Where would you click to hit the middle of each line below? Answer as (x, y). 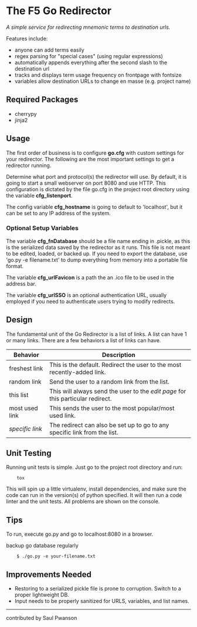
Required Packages (42, 100)
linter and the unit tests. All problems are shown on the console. (83, 502)
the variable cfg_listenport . (39, 195)
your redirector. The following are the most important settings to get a (90, 159)
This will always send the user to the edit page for (118, 391)
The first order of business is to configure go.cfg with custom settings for (95, 153)
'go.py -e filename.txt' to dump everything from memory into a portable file (97, 259)
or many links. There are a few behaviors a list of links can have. (84, 340)
